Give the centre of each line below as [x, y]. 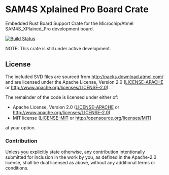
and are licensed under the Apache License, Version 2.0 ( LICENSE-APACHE [84, 82]
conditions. [17, 168]
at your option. [21, 127]
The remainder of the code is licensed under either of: [62, 97]
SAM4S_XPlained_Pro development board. [50, 28]
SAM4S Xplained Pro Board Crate [77, 9]
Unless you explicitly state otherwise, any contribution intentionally [75, 152]
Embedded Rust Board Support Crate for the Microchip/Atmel [69, 23]
